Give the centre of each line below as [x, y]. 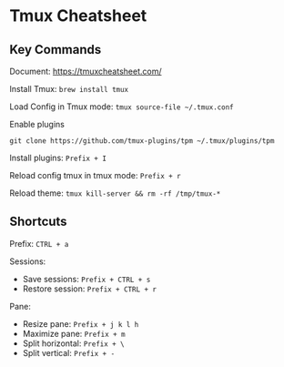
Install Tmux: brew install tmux [69, 89]
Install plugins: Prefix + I [58, 158]
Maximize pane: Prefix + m [74, 333]
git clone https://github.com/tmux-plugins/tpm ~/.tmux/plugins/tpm [142, 141]
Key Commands [56, 50]
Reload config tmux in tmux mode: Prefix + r [95, 175]
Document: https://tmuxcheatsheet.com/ [86, 71]
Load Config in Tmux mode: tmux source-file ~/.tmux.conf [122, 107]
